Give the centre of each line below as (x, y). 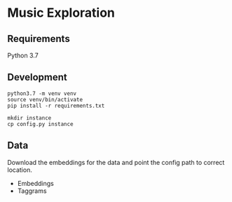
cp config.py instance (40, 124)
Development (37, 77)
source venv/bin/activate (45, 99)
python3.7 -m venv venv (42, 93)
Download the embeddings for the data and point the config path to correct (116, 162)
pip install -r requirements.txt (56, 106)
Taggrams (32, 191)
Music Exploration (61, 13)
